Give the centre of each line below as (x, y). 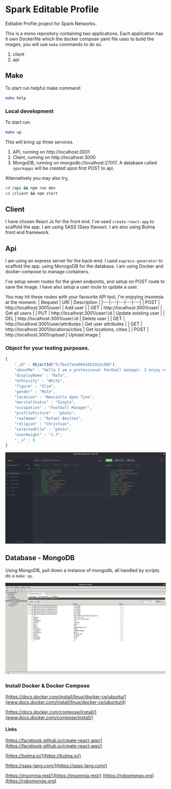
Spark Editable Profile (52, 9)
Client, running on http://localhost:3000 (54, 157)
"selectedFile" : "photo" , (43, 429)
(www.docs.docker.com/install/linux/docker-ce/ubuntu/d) (66, 702)
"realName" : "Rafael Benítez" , (49, 419)
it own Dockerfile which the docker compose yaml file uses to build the (80, 39)
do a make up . (19, 576)
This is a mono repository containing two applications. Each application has (84, 33)
